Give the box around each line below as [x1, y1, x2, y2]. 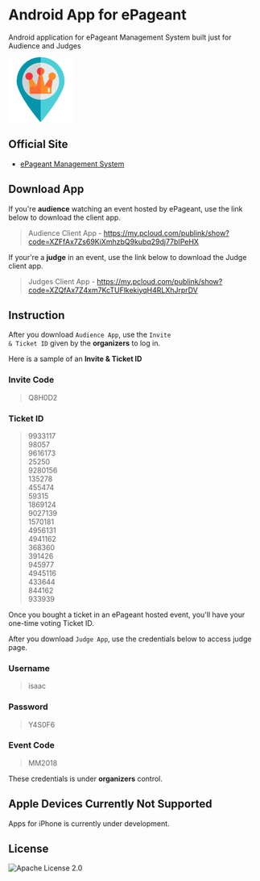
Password [8, 701, 48, 712]
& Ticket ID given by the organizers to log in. [8, 338, 161, 348]
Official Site [8, 137, 68, 151]
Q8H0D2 [27, 392, 58, 402]
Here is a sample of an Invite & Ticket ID [8, 354, 142, 364]
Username [8, 662, 51, 673]
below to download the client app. [8, 212, 121, 222]
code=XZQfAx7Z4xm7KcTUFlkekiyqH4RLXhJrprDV [27, 285, 199, 295]
